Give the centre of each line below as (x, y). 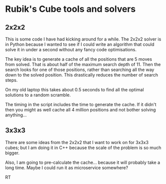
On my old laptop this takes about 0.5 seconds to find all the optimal (75, 90)
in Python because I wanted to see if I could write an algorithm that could (80, 44)
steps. (11, 80)
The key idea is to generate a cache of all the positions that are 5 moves (79, 59)
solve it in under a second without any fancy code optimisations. (71, 50)
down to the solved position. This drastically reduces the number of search (82, 75)
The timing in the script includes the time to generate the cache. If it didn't (81, 104)
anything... (16, 115)
